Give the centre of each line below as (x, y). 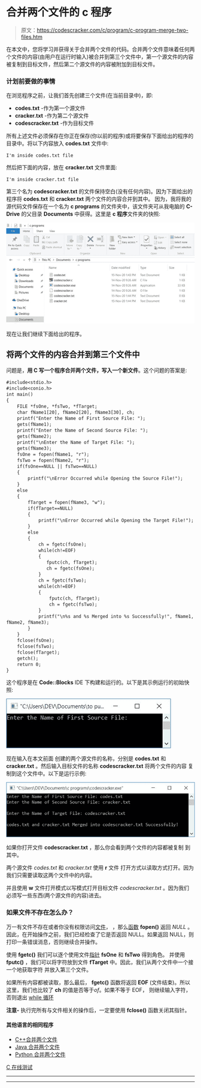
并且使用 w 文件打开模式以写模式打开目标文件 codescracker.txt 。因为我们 (98, 888)
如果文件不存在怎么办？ (40, 913)
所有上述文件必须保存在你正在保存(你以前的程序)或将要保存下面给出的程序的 (100, 136)
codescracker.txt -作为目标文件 (54, 123)
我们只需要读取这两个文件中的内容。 (51, 875)
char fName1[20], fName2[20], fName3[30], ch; (76, 412)
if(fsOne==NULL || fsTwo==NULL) (57, 466)
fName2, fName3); (28, 622)
